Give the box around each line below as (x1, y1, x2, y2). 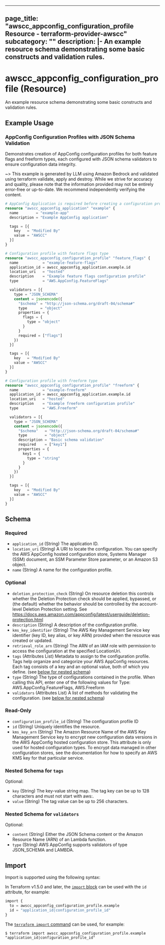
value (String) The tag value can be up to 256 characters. (12, 798, 129, 804)
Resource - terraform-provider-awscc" (5, 30, 128, 38)
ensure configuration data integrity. (5, 161, 77, 167)
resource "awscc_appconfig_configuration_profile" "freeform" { (5, 383, 139, 388)
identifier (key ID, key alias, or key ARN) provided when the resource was (12, 632, 160, 638)
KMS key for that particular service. (12, 755, 84, 761)
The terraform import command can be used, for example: (5, 921, 125, 927)
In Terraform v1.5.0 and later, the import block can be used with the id (5, 884, 147, 890)
